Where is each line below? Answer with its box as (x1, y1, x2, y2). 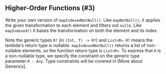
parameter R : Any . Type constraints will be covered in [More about (5, 58, 143, 64)
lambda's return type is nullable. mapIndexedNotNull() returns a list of (5, 42, 146, 48)
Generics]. (5, 63, 27, 69)
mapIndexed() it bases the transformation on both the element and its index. (5, 27, 158, 34)
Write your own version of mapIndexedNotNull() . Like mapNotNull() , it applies (5, 17, 161, 23)
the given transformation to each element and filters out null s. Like (5, 22, 142, 28)
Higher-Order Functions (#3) (5, 4, 95, 12)
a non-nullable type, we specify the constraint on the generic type (5, 53, 140, 59)
